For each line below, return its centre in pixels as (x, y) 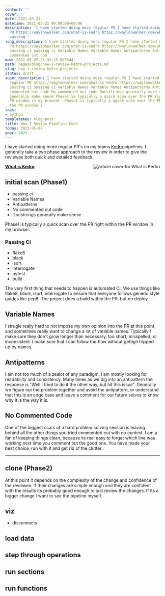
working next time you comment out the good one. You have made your (78, 443)
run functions (26, 588)
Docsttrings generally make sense (47, 215)
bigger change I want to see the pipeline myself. (54, 495)
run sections (25, 572)
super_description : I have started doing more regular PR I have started (82, 78)
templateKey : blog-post (29, 119)
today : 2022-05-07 (24, 128)
